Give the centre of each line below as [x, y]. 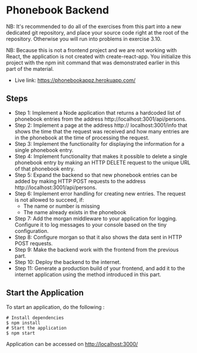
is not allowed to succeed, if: [49, 200]
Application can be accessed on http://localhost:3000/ [72, 344]
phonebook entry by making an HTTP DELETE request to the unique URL [102, 162]
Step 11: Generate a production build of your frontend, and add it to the [100, 268]
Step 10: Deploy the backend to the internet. [68, 262]
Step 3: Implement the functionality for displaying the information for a [99, 143]
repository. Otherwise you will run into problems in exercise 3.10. [84, 39]
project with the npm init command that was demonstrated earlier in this [93, 63]
